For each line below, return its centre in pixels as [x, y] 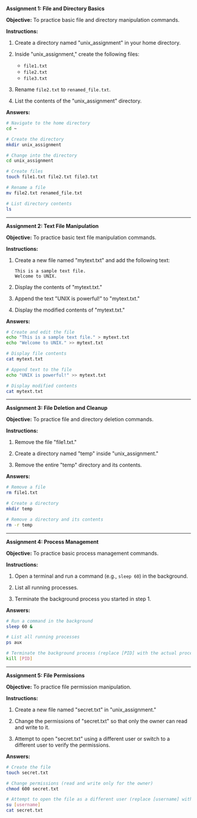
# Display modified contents [42, 386]
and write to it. [32, 727]
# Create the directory [35, 139]
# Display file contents [36, 354]
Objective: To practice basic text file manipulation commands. [81, 237]
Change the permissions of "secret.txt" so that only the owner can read [101, 721]
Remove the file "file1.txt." [46, 442]
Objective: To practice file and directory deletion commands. [80, 419]
